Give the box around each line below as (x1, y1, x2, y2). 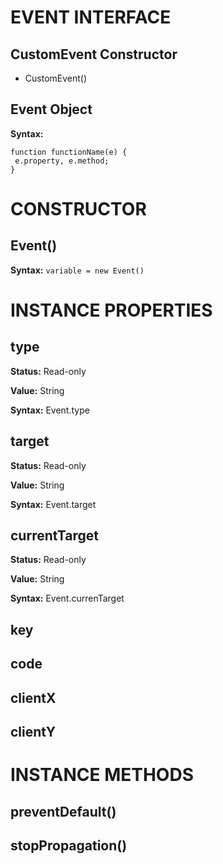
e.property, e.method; (14, 156, 110, 166)
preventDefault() (10, 803, 117, 820)
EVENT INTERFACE (10, 6, 172, 29)
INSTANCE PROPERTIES (10, 299, 213, 321)
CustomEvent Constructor (10, 46, 178, 63)
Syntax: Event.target (10, 498, 97, 510)
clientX (10, 689, 57, 706)
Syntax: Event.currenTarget (10, 592, 125, 605)
